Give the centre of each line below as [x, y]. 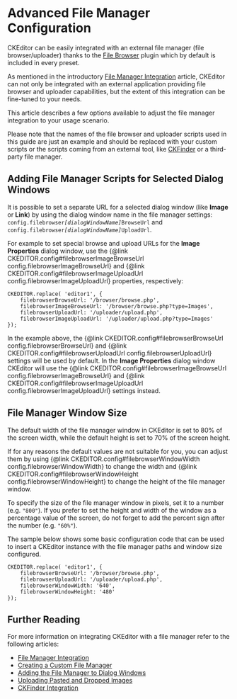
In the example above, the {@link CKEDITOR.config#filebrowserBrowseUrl [115, 338]
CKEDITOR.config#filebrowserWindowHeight [73, 474]
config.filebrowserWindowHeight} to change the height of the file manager [116, 481]
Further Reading [44, 619]
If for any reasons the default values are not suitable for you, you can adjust [118, 451]
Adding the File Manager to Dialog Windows [82, 673]
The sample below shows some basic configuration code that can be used [116, 539]
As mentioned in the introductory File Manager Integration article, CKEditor [116, 76]
